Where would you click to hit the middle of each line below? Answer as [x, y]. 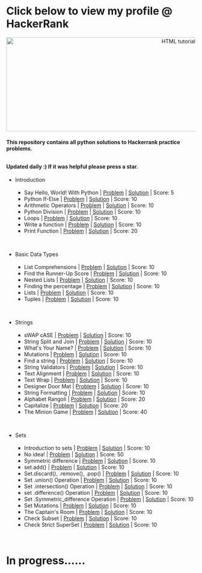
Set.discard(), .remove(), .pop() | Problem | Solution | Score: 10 [101, 474]
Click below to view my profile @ [89, 11]
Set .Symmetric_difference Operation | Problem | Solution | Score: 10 [109, 499]
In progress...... [46, 561]
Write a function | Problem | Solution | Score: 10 [83, 225]
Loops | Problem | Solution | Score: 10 [71, 218]
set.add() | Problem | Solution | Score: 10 [74, 467]
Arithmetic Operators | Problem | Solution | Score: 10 [89, 205]
